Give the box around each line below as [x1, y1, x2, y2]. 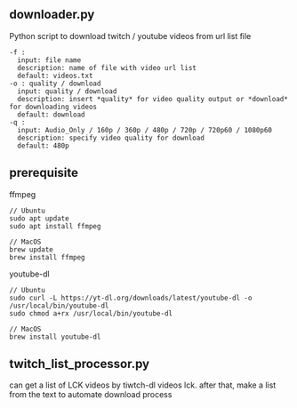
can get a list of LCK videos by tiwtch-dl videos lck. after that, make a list [9, 380, 277, 390]
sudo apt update [9, 213, 69, 223]
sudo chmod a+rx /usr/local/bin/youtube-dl [9, 308, 173, 318]
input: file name [17, 55, 82, 65]
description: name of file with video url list [17, 63, 197, 72]
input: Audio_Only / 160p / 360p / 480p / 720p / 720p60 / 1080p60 [17, 125, 273, 134]
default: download [17, 110, 86, 119]
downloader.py [9, 7, 95, 22]
